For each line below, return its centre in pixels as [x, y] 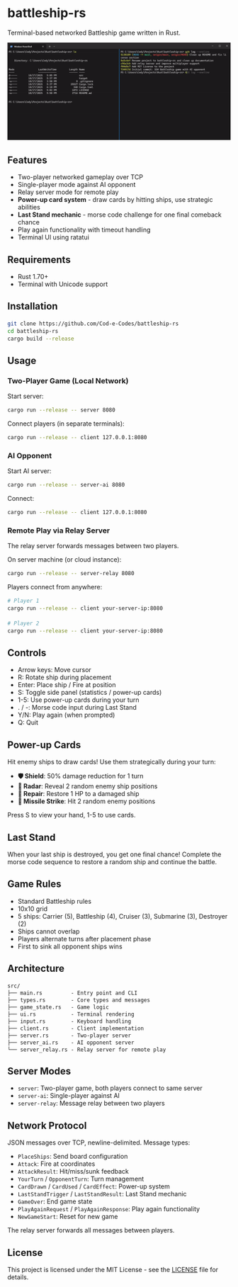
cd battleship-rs [33, 331]
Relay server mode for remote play [68, 192]
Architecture [36, 969]
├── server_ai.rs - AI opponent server [71, 1043]
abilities [29, 208]
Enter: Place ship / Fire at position [67, 685]
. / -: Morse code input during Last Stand [77, 708]
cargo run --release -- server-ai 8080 [66, 485]
